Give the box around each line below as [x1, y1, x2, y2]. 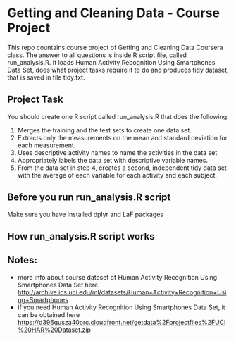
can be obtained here [17, 310, 80, 318]
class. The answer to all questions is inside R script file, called [7, 51, 187, 59]
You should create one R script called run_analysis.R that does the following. [7, 112, 229, 120]
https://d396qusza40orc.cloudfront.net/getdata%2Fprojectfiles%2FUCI [17, 318, 226, 326]
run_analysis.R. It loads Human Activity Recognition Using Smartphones [7, 58, 216, 66]
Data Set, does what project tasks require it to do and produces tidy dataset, [7, 66, 229, 74]
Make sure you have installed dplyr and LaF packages [7, 210, 164, 218]
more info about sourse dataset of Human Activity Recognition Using [17, 273, 218, 281]
